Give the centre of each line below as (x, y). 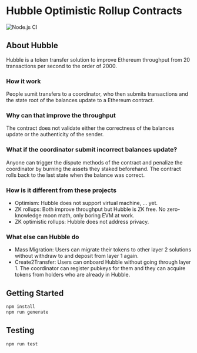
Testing (20, 330)
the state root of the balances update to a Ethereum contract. (80, 100)
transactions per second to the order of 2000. (62, 66)
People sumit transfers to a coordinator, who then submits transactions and (97, 94)
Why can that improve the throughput (61, 115)
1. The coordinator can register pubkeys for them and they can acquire (100, 268)
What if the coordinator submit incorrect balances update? (92, 150)
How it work (24, 81)
